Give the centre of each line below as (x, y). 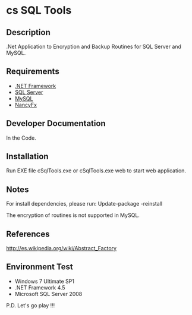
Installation (27, 157)
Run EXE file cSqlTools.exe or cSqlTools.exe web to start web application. (96, 171)
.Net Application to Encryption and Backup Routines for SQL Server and (94, 46)
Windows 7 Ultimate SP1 (44, 281)
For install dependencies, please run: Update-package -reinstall (84, 204)
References (28, 234)
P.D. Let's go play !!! (31, 305)
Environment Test (40, 267)
